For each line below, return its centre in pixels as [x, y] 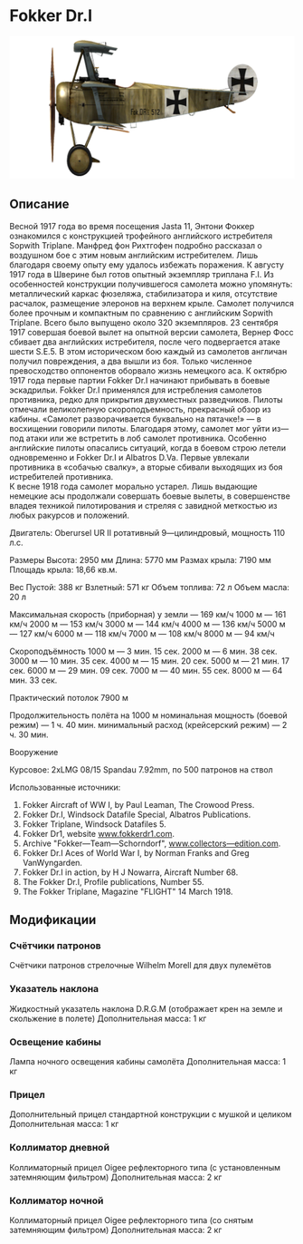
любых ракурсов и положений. [69, 515]
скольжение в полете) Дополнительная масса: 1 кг [108, 1018]
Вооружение [34, 752]
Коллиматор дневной [60, 1148]
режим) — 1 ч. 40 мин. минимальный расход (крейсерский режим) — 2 [148, 724]
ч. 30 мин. [29, 734]
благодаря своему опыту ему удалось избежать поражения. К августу [147, 265]
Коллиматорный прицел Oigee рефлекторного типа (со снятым [131, 1220]
